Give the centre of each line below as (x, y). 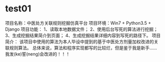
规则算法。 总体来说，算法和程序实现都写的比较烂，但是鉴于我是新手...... (83, 48)
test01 (18, 9)
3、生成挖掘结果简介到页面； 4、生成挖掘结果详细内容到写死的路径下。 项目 (83, 35)
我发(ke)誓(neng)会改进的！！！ (38, 54)
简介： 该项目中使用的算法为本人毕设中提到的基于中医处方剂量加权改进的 (80, 41)
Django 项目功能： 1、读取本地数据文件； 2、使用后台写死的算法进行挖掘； (82, 29)
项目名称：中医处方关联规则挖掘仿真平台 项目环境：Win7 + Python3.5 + (78, 23)
